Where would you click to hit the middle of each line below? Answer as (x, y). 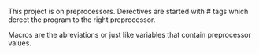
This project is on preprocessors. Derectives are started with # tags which (128, 11)
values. (20, 43)
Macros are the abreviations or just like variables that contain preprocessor (130, 35)
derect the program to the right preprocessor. (82, 20)
